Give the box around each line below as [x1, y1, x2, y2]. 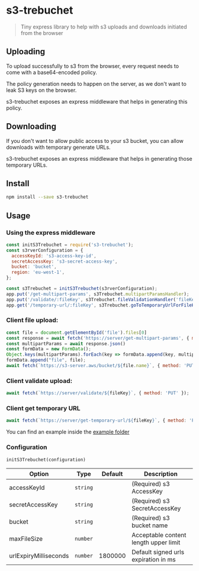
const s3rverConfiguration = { [6, 247, 84, 253]
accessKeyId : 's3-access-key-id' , [11, 253, 97, 259]
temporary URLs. [6, 161, 48, 168]
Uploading [6, 47, 46, 57]
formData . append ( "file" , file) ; [6, 357, 86, 363]
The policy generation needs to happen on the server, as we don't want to [6, 80, 187, 87]
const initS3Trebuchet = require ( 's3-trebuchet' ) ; [6, 241, 134, 248]
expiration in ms [131, 555, 176, 563]
